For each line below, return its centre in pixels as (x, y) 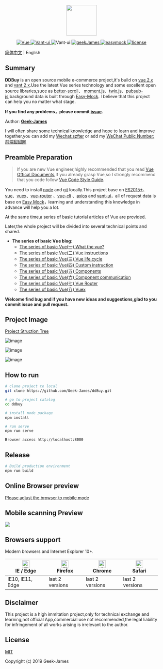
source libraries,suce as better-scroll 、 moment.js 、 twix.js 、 (65, 91)
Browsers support (33, 539)
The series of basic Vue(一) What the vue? (62, 246)
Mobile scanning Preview (44, 513)
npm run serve (19, 431)
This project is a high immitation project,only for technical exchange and (77, 614)
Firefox (65, 571)
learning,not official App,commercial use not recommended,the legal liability (81, 619)
